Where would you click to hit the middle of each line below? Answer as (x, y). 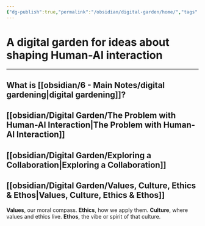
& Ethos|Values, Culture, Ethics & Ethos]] (85, 195)
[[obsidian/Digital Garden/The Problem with (91, 116)
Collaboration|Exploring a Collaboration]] (86, 165)
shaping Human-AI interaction (85, 55)
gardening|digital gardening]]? (66, 94)
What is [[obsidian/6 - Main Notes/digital (86, 85)
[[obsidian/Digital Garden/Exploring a (79, 155)
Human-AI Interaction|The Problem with (84, 125)
